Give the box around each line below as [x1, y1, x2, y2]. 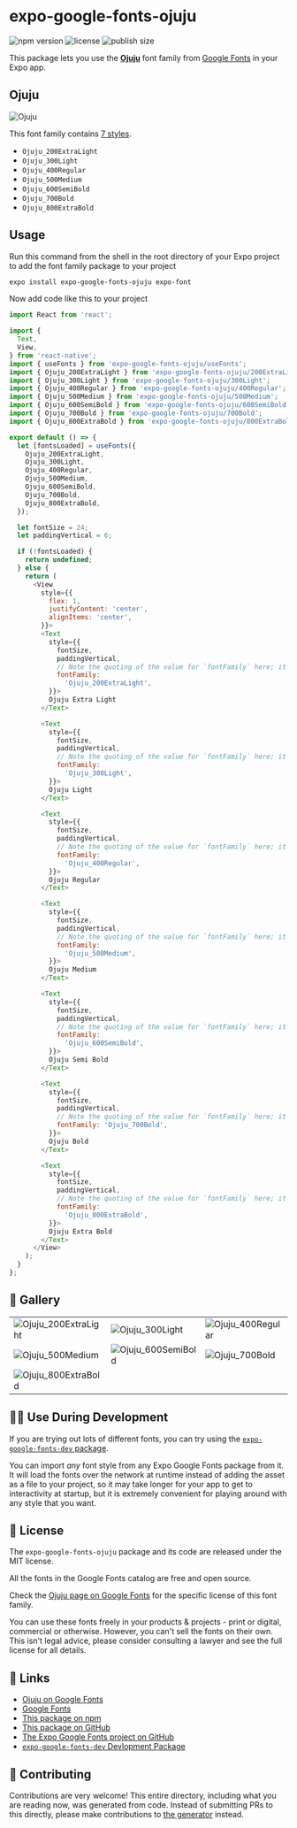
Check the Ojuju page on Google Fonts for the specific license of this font [9, 1590, 277, 1601]
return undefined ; [25, 556, 93, 565]
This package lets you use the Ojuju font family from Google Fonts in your [9, 52, 278, 63]
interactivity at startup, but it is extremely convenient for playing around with [9, 1488, 287, 1499]
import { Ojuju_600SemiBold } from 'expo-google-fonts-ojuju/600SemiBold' [9, 401, 291, 410]
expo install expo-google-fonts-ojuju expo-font [9, 277, 192, 287]
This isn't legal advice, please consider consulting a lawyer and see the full [9, 1635, 283, 1647]
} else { [17, 564, 49, 572]
